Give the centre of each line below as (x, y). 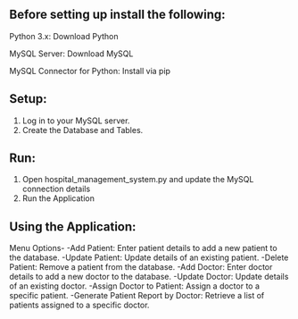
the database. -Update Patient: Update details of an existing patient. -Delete (149, 257)
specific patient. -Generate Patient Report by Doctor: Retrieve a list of (137, 296)
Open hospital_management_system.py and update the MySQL (138, 180)
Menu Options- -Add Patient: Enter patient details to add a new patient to (144, 248)
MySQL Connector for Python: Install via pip (90, 71)
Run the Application (58, 198)
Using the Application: (73, 227)
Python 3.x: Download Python (64, 36)
